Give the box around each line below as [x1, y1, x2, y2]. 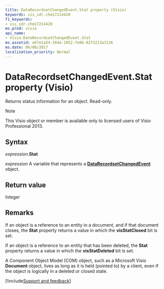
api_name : [5, 31, 26, 36]
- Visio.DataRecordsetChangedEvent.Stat [5, 36, 91, 41]
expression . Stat [5, 151, 38, 157]
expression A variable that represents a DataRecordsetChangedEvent [5, 161, 151, 167]
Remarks [5, 209, 34, 217]
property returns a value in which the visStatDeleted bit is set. [5, 247, 134, 254]
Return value [5, 180, 46, 189]
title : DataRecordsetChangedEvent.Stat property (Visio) [5, 7, 127, 13]
